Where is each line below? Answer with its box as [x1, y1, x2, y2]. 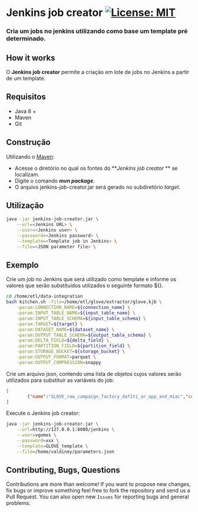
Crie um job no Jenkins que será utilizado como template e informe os [6, 276, 177, 283]
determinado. [6, 34, 46, 43]
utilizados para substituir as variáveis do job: [6, 376, 114, 384]
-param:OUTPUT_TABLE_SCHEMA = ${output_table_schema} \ [16, 332, 151, 338]
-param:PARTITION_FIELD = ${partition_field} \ [16, 343, 131, 349]
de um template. [6, 75, 46, 82]
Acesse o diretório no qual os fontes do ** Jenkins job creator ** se [14, 165, 178, 172]
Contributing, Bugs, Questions [6, 465, 120, 475]
